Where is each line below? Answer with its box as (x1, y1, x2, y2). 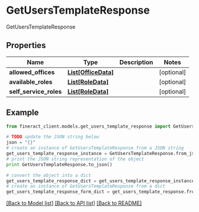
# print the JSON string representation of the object (6, 156, 145, 162)
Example (6, 107, 39, 118)
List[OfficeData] (67, 68, 114, 76)
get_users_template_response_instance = (6, 151, 108, 157)
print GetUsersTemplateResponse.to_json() (6, 162, 113, 167)
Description (119, 58, 153, 66)
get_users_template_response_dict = (6, 178, 97, 184)
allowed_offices (9, 68, 55, 76)
